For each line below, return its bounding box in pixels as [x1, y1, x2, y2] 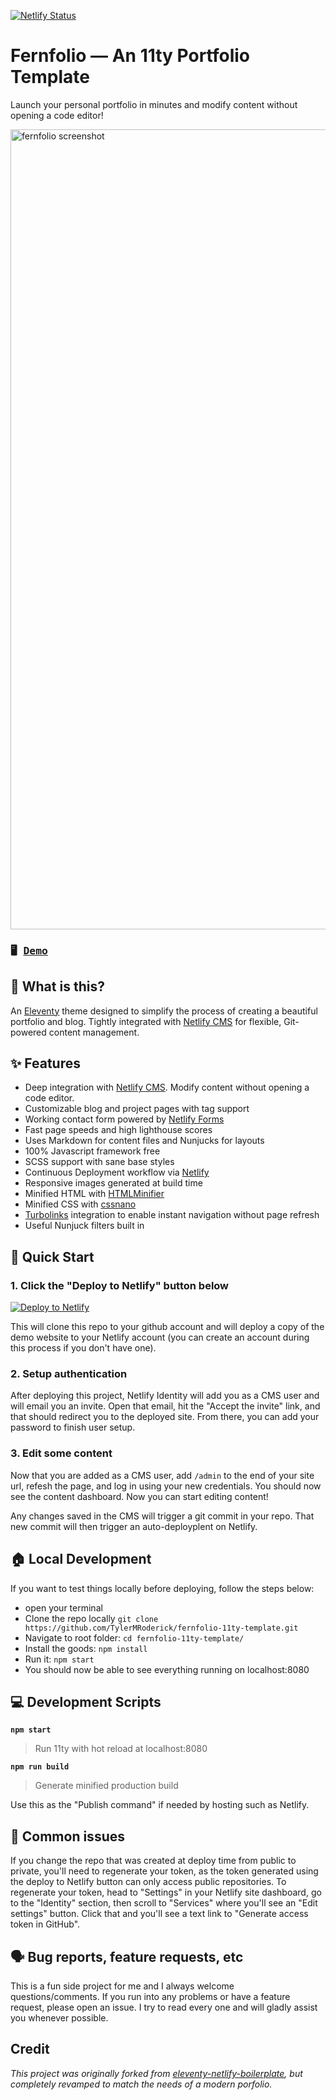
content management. [48, 1026, 140, 1038]
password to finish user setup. [10, 1421, 136, 1434]
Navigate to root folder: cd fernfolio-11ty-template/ [24, 1631, 245, 1644]
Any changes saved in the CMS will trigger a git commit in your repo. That [10, 1510, 315, 1522]
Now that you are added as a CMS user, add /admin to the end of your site [10, 1469, 315, 1481]
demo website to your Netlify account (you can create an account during [10, 1331, 310, 1344]
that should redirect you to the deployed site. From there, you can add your [10, 1411, 320, 1423]
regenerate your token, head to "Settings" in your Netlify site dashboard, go [10, 1886, 322, 1899]
